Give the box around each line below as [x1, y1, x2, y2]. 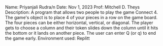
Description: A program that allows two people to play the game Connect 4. [5, 9, 158, 15]
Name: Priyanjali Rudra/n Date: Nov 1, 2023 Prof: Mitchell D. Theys [5, 4, 140, 10]
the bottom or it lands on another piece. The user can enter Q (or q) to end [5, 30, 156, 36]
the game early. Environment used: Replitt [5, 35, 90, 41]
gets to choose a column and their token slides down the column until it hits [5, 25, 159, 31]
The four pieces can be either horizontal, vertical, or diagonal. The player [5, 20, 154, 25]
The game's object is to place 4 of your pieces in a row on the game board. [5, 15, 158, 20]
